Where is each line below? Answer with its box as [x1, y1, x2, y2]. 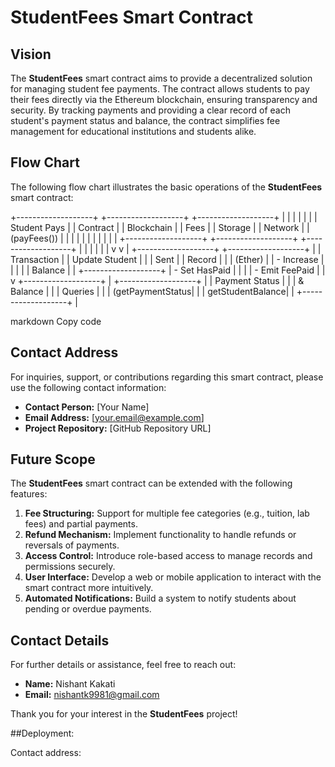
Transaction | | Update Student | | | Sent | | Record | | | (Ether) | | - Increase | [10, 253, 325, 265]
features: [10, 488, 48, 500]
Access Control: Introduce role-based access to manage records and [24, 550, 313, 562]
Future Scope [10, 451, 96, 468]
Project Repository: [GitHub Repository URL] [24, 422, 212, 434]
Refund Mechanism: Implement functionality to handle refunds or [24, 529, 297, 541]
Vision [10, 46, 52, 63]
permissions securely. [24, 561, 116, 573]
